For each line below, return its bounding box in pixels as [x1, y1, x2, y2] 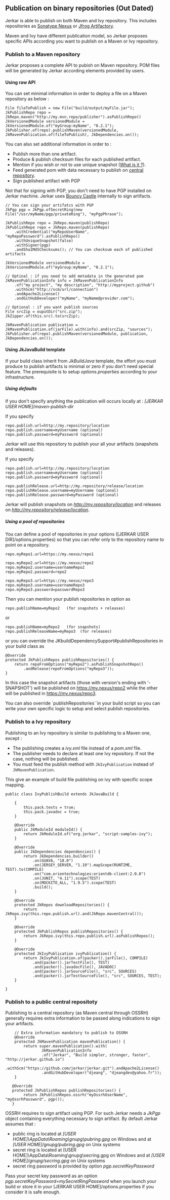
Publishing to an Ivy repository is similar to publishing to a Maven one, [5, 729, 151, 736]
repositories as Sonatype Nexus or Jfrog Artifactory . [5, 23, 115, 29]
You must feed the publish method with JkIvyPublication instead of [12, 761, 154, 767]
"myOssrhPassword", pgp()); [5, 1097, 65, 1102]
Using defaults [5, 385, 37, 392]
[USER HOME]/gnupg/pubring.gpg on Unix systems [12, 1142, 120, 1148]
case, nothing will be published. [12, 756, 79, 762]
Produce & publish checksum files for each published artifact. [12, 157, 142, 163]
